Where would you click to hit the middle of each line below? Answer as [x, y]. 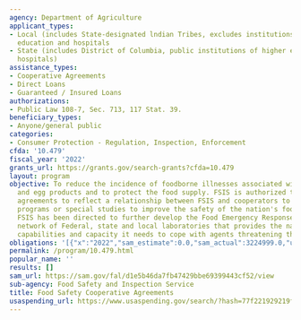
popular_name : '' [42, 259]
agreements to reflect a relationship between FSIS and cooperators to [154, 201]
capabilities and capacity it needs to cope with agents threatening [150, 234]
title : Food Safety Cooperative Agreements [92, 292]
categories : [31, 134]
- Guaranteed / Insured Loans [66, 92]
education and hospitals [64, 43]
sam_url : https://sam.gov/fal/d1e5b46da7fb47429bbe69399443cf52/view [142, 276]
